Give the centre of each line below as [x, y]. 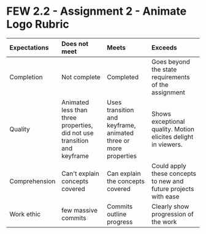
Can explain [124, 173]
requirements [170, 77]
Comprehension [32, 181]
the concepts [126, 181]
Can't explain [80, 173]
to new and [167, 181]
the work [164, 222]
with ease [165, 196]
